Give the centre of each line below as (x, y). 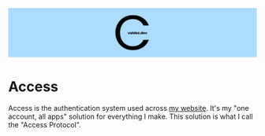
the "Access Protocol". (45, 125)
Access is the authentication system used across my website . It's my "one (129, 108)
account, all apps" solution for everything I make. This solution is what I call (131, 116)
